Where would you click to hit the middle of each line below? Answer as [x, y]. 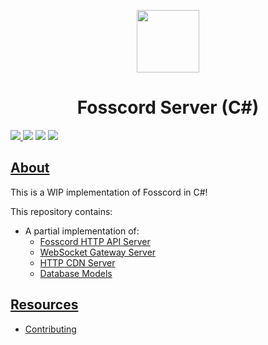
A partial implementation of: [82, 231]
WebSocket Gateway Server [98, 252]
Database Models [76, 273]
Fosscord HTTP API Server [95, 241]
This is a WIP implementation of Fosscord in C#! [109, 192]
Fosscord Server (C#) [168, 107]
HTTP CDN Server [77, 262]
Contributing [50, 329]
